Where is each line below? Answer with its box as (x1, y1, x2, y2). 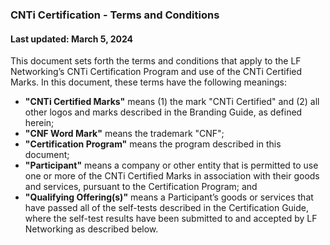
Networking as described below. (24, 223, 159, 235)
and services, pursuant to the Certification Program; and (24, 181, 258, 193)
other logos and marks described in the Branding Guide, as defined (24, 106, 303, 118)
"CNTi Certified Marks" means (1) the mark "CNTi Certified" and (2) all (24, 96, 320, 108)
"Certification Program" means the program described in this (24, 138, 282, 150)
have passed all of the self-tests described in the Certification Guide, (24, 202, 310, 214)
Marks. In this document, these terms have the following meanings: (10, 76, 287, 88)
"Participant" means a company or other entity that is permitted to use (24, 159, 319, 172)
